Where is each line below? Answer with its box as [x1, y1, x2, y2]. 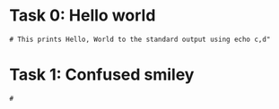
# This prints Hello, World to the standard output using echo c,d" [9, 35, 271, 44]
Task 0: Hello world [9, 5, 156, 26]
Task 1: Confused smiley [9, 64, 195, 85]
